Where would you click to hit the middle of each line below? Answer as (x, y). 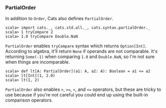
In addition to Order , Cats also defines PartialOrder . (59, 19)
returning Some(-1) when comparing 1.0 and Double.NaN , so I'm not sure (80, 57)
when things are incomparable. (37, 62)
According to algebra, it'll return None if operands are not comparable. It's (81, 51)
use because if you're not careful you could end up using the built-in (77, 95)
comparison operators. (29, 100)
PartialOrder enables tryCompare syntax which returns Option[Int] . (76, 46)
